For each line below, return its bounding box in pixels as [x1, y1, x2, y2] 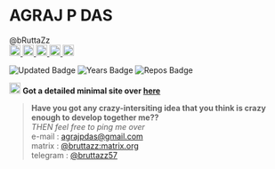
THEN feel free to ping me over [30, 121, 145, 132]
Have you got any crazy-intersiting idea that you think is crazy [30, 102, 267, 113]
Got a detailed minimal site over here [21, 85, 161, 96]
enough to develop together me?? [30, 112, 159, 123]
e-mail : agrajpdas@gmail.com [30, 131, 144, 141]
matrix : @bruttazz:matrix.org [30, 140, 140, 151]
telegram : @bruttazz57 [30, 149, 118, 160]
